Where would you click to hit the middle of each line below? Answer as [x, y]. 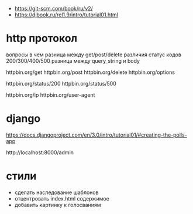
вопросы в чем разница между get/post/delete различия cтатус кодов [94, 55]
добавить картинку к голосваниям [58, 205]
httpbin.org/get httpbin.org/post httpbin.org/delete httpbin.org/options [91, 72]
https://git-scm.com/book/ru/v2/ [54, 9]
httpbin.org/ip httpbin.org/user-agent [51, 95]
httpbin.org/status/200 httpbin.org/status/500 [61, 83]
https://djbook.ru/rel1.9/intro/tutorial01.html [66, 15]
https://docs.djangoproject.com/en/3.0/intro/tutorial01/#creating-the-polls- [96, 135]
